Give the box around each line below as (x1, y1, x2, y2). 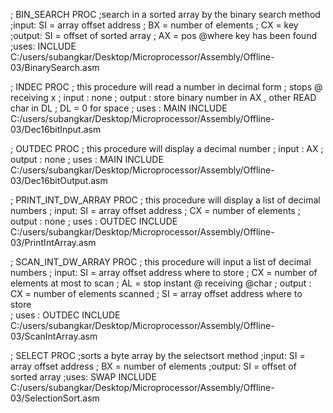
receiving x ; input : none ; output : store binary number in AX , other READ (10, 92, 317, 103)
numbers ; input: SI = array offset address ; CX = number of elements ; (10, 205, 301, 216)
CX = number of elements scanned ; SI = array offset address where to (10, 288, 303, 299)
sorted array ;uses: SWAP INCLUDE (10, 371, 157, 383)
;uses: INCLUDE (10, 40, 77, 52)
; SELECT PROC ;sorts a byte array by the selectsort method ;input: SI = (10, 350, 306, 361)
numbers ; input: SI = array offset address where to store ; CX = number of (10, 267, 318, 278)
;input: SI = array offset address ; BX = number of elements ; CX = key (10, 19, 299, 31)
